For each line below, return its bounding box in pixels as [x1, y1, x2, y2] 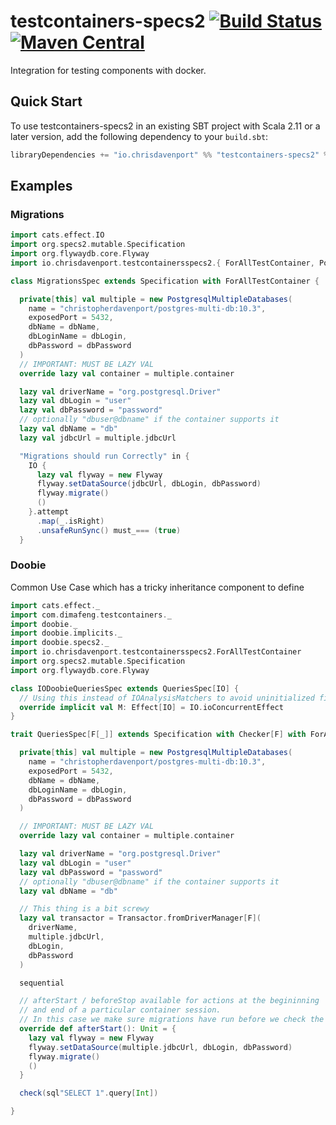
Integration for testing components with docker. [10, 64, 207, 76]
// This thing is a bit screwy [19, 904, 150, 914]
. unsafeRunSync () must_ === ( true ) [36, 525, 182, 535]
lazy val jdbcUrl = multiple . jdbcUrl [19, 433, 177, 443]
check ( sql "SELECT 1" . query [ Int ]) [19, 1088, 159, 1099]
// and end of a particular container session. [19, 1005, 222, 1015]
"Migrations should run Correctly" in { [19, 451, 190, 461]
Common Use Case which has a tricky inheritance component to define [10, 581, 305, 593]
